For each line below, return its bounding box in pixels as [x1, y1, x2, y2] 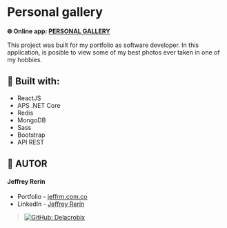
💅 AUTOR [7, 158, 48, 170]
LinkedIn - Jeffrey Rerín [17, 200, 85, 208]
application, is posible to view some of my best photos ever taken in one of [7, 48, 220, 56]
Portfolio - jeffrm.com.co [17, 193, 88, 201]
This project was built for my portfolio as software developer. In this [7, 41, 199, 49]
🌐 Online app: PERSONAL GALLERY [7, 27, 110, 35]
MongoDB [17, 115, 46, 124]
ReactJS [17, 94, 41, 102]
